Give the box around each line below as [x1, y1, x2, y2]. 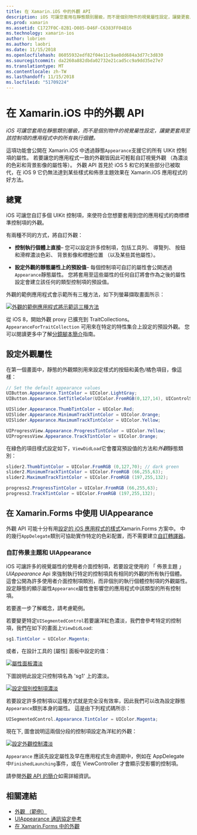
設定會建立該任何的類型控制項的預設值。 [14, 278, 112, 285]
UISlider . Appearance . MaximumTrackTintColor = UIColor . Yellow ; [6, 417, 161, 423]
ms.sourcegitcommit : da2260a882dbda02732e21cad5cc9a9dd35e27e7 [6, 57, 164, 63]
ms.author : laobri [6, 42, 51, 47]
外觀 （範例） [14, 807, 47, 815]
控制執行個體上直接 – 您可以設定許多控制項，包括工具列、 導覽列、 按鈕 [14, 244, 186, 251]
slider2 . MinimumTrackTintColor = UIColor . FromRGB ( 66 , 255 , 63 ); [6, 469, 164, 475]
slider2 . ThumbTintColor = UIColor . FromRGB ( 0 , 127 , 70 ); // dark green [6, 464, 179, 470]
